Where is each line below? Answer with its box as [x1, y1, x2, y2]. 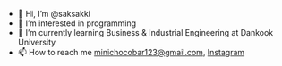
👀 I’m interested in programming [17, 18, 137, 29]
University [17, 37, 56, 47]
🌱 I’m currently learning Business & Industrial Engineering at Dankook [17, 28, 274, 37]
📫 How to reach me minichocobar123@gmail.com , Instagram [17, 47, 245, 57]
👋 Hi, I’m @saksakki [17, 9, 91, 19]
